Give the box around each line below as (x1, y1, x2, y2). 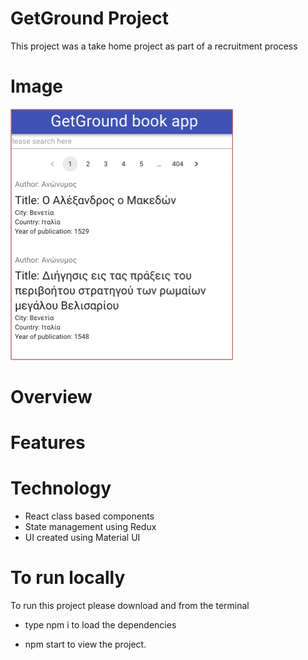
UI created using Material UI (24, 532, 141, 544)
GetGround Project (10, 7, 170, 30)
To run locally (10, 567, 126, 589)
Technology (10, 477, 112, 500)
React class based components (24, 510, 155, 522)
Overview (10, 386, 93, 409)
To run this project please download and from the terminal (10, 600, 250, 612)
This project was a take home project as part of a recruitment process (10, 40, 298, 52)
